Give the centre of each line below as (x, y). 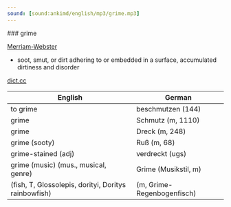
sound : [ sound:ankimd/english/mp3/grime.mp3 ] (73, 13)
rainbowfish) (31, 193)
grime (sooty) (33, 142)
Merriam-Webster (32, 46)
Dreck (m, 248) (161, 131)
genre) (21, 173)
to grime (24, 109)
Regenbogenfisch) (166, 193)
